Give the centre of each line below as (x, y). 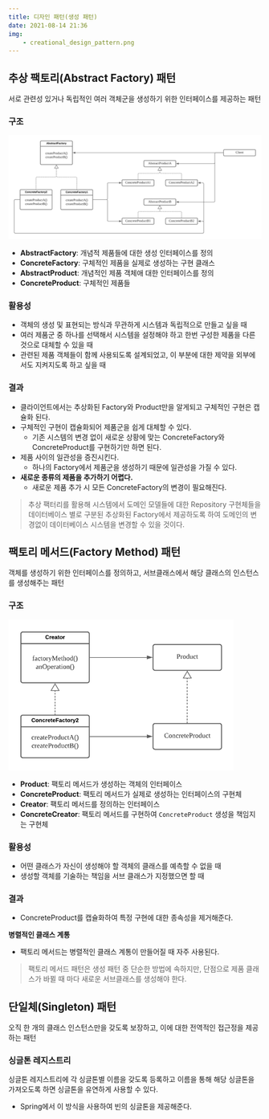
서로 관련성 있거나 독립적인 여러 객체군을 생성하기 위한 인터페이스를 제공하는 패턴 (135, 99)
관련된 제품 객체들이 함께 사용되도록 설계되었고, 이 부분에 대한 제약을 (127, 355)
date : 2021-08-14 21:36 (48, 25)
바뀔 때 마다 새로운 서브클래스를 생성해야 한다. (115, 979)
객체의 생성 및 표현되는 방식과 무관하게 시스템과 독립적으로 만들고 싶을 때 (133, 325)
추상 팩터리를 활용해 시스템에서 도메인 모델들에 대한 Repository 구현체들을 (144, 504)
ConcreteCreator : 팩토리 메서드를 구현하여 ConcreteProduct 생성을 (127, 814)
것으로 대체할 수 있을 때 (57, 345)
